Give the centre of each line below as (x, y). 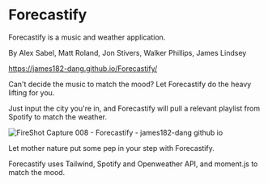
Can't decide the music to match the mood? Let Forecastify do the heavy (130, 84)
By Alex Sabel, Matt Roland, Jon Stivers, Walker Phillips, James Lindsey (128, 52)
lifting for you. (32, 92)
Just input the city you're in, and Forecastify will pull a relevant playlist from (134, 108)
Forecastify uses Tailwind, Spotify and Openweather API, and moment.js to (133, 164)
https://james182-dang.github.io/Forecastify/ (83, 68)
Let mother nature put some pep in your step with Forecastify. (111, 148)
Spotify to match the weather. (58, 117)
